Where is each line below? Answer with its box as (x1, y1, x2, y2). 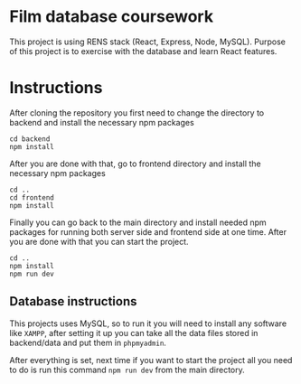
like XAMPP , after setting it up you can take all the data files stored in (9, 327, 259, 338)
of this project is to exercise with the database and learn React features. (9, 45, 277, 56)
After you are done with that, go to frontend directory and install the (9, 158, 261, 169)
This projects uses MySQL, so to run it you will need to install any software (9, 318, 287, 329)
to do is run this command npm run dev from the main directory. (9, 364, 246, 375)
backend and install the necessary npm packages (9, 117, 194, 127)
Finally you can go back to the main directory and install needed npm (9, 217, 267, 228)
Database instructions (9, 294, 137, 309)
